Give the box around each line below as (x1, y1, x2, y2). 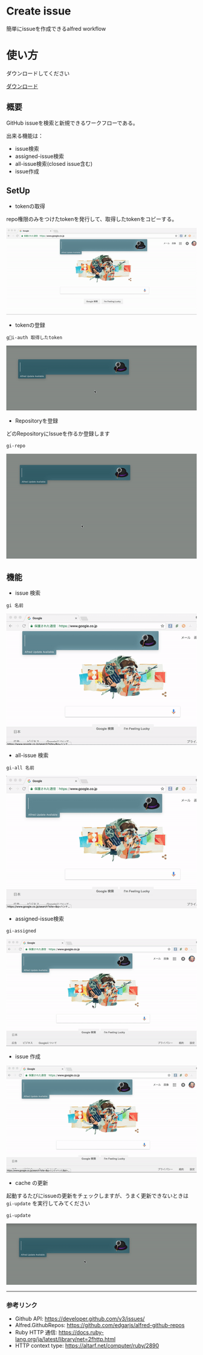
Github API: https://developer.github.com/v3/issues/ (14, 1315, 145, 1322)
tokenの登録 (14, 321, 45, 328)
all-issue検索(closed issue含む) (14, 160, 93, 167)
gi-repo (6, 443, 26, 449)
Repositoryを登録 (14, 417, 59, 424)
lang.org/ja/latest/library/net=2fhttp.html (14, 1336, 116, 1343)
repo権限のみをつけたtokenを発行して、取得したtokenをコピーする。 (6, 215, 178, 222)
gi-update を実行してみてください (6, 1199, 91, 1207)
